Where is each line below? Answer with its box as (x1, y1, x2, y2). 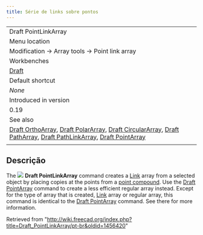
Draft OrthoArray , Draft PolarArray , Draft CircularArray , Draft (9, 125, 179, 133)
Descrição (6, 155, 46, 166)
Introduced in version (9, 96, 70, 104)
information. (6, 204, 37, 211)
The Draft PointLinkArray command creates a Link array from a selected (6, 172, 195, 180)
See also (9, 115, 34, 124)
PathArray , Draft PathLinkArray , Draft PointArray (9, 133, 146, 141)
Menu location (9, 37, 50, 45)
